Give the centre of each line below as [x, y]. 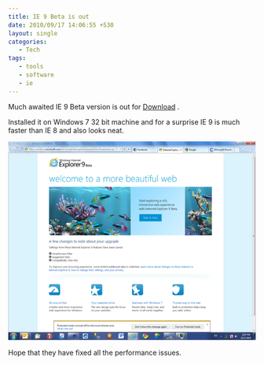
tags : [17, 58]
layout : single [33, 33]
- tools [31, 67]
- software [37, 75]
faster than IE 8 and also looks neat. [66, 130]
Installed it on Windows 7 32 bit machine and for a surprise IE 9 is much [124, 121]
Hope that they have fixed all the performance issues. [95, 352]
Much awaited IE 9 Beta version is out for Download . [94, 106]
